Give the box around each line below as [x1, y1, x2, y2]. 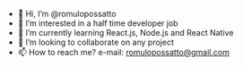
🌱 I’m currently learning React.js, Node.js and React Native [17, 28, 234, 37]
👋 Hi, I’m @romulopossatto [17, 9, 117, 19]
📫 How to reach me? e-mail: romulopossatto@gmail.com [17, 47, 230, 57]
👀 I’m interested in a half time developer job [17, 18, 178, 29]
